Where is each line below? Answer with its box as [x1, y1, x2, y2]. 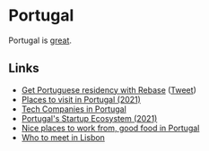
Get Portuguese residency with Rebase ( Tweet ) [21, 84, 196, 95]
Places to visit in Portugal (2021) [21, 94, 141, 105]
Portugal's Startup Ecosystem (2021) [21, 113, 158, 123]
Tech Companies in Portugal [21, 104, 126, 114]
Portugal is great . [8, 35, 73, 46]
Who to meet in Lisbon [21, 131, 105, 143]
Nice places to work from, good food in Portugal [21, 122, 200, 133]
